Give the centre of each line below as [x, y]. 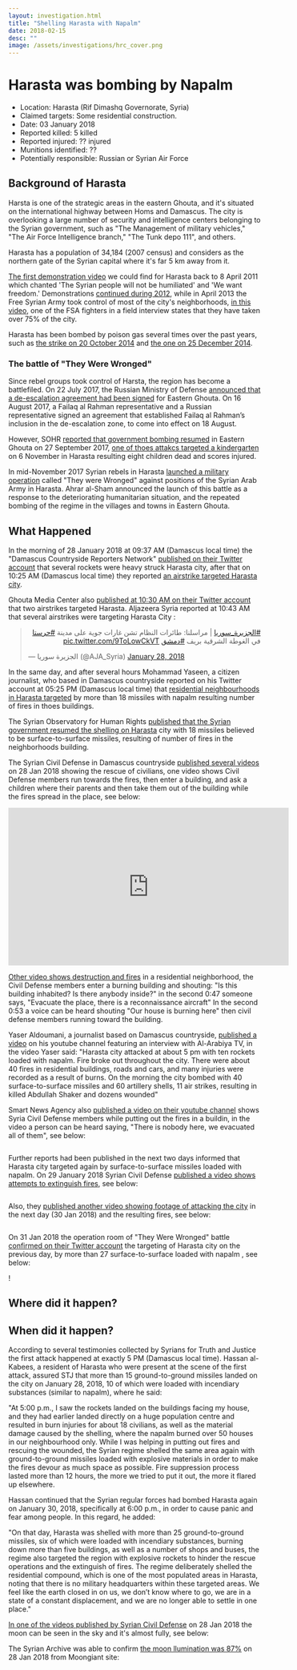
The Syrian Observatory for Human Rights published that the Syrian [120, 721]
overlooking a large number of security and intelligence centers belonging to [134, 219]
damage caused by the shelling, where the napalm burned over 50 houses [131, 1434]
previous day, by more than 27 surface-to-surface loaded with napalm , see [133, 1254]
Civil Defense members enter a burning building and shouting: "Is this [123, 985]
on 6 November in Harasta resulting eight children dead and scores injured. [132, 457]
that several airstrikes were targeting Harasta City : [92, 617]
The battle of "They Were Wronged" [80, 364]
